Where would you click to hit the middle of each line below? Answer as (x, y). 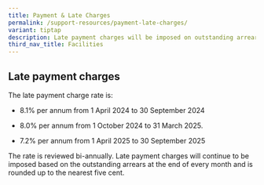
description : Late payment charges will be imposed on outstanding (121, 37)
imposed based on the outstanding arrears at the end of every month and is (130, 164)
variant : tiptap (35, 30)
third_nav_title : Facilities (56, 45)
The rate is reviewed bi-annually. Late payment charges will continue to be (129, 156)
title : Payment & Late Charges (59, 15)
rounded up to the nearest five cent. (66, 172)
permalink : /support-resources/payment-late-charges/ (98, 23)
